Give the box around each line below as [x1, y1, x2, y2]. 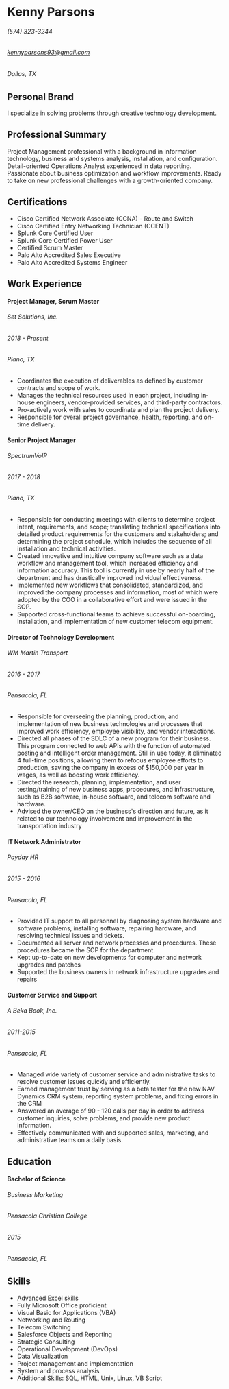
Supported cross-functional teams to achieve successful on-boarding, [16, 610, 215, 618]
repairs [16, 975, 38, 984]
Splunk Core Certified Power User [16, 236, 113, 244]
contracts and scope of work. [16, 384, 100, 392]
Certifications [7, 196, 68, 208]
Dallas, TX [7, 70, 37, 77]
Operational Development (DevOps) [16, 1344, 118, 1353]
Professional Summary [7, 129, 107, 141]
